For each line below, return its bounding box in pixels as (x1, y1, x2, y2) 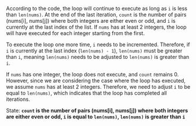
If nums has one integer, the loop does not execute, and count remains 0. (6, 71, 179, 78)
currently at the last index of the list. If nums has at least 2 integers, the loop (6, 23, 187, 30)
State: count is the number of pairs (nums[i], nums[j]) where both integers (6, 107, 188, 114)
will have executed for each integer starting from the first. (6, 30, 145, 37)
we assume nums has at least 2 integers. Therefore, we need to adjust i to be (6, 83, 191, 90)
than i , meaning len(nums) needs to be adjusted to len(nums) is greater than (6, 54, 190, 60)
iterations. (6, 96, 30, 103)
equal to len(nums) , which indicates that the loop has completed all (6, 90, 167, 96)
